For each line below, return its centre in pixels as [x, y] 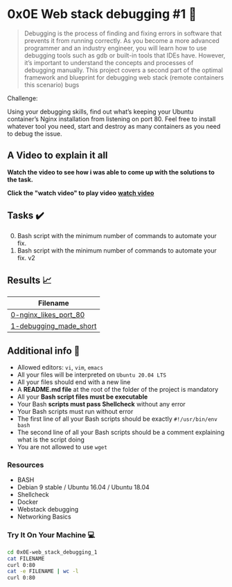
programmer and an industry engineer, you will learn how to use [115, 48]
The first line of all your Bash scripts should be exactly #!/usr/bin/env [117, 419]
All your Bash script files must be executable [82, 397]
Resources [26, 465]
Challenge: [23, 98]
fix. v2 [26, 258]
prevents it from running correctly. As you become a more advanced [122, 40]
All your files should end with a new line [74, 382]
